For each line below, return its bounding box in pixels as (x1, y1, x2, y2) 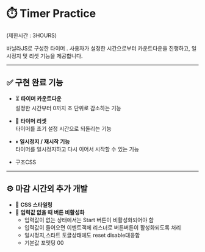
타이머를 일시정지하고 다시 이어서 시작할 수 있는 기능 (15, 145, 139, 153)
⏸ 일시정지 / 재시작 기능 (15, 138, 70, 145)
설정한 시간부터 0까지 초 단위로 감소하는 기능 (15, 104, 121, 111)
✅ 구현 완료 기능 (6, 77, 63, 88)
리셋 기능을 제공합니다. (29, 52, 84, 60)
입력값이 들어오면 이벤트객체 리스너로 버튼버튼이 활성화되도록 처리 (24, 223, 181, 231)
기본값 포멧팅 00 (24, 239, 64, 246)
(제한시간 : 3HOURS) (6, 32, 57, 39)
